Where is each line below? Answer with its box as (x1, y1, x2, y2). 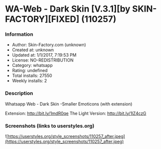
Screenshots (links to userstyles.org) (5, 122, 95, 129)
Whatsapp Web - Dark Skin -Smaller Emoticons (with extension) (5, 101, 132, 107)
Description (5, 90, 33, 97)
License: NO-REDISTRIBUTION (12, 57, 74, 63)
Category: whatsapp (12, 62, 53, 68)
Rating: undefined (12, 68, 48, 74)
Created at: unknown (12, 47, 54, 53)
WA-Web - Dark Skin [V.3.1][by (5, 3, 131, 15)
